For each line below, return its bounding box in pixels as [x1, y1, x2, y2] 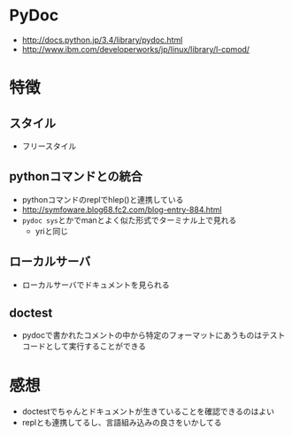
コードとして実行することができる [21, 341, 147, 352]
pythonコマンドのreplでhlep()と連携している [21, 194, 184, 204]
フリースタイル [21, 141, 77, 151]
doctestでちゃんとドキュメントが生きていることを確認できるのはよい [21, 406, 275, 417]
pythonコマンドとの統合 [9, 169, 143, 184]
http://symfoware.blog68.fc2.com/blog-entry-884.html [21, 204, 223, 215]
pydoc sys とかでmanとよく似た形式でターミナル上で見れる [21, 214, 237, 226]
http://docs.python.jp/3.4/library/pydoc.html [21, 34, 183, 45]
